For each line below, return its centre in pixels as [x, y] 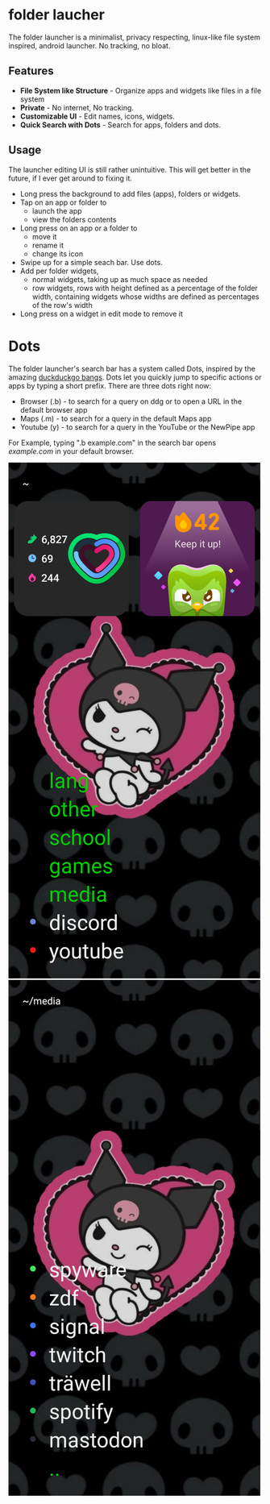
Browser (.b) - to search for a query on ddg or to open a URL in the [131, 401]
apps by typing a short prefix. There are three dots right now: [110, 385]
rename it [48, 245]
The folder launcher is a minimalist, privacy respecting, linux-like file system [134, 37]
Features [31, 71]
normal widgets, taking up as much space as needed [120, 279]
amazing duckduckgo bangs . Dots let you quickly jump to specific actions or [135, 377]
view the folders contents [74, 219]
